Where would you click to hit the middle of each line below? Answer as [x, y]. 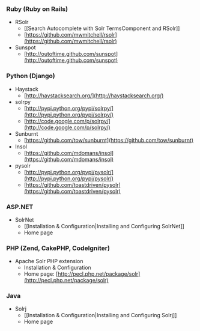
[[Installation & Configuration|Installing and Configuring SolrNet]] [104, 226]
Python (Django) [31, 76]
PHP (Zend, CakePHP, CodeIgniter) [58, 248]
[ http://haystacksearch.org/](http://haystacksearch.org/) [94, 96]
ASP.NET [20, 207]
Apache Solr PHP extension [49, 261]
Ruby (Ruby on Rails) [37, 9]
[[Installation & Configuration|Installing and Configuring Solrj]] [100, 315]
